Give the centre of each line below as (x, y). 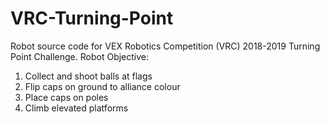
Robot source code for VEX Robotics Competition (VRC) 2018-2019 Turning (165, 46)
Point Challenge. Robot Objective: (80, 56)
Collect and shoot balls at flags (88, 76)
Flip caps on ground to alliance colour (102, 86)
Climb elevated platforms (76, 108)
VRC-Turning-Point (92, 18)
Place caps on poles (66, 97)
